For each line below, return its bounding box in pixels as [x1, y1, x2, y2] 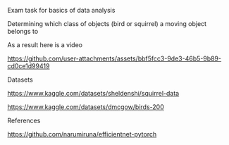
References [7, 116, 41, 125]
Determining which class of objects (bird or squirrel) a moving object [7, 20, 206, 27]
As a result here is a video [7, 41, 83, 49]
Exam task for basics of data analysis [7, 6, 116, 14]
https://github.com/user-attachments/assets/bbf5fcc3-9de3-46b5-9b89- [7, 54, 222, 63]
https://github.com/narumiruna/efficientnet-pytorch [7, 130, 157, 138]
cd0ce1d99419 [7, 62, 50, 70]
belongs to [7, 27, 39, 35]
